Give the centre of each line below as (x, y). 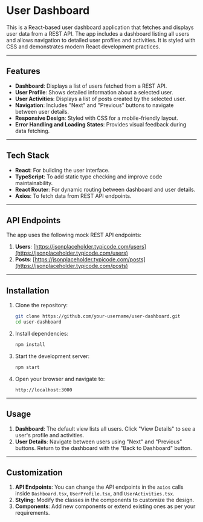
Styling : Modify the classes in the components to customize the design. (105, 500)
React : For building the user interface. (62, 170)
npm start (27, 367)
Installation (28, 291)
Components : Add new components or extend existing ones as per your (105, 506)
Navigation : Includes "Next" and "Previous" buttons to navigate (94, 105)
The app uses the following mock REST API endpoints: (74, 235)
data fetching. (32, 131)
